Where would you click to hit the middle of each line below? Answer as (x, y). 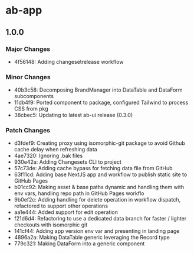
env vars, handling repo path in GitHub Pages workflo (79, 193)
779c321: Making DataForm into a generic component (79, 244)
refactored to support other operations (61, 206)
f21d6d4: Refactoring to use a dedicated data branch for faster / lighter (100, 219)
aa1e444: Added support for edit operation (66, 212)
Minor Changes (28, 77)
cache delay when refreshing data (56, 150)
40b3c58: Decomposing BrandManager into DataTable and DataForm (98, 90)
